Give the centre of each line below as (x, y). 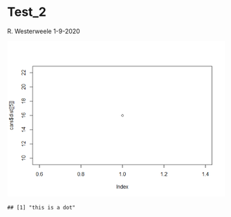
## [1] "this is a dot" (41, 207)
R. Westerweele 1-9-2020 (44, 31)
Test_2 (27, 12)
